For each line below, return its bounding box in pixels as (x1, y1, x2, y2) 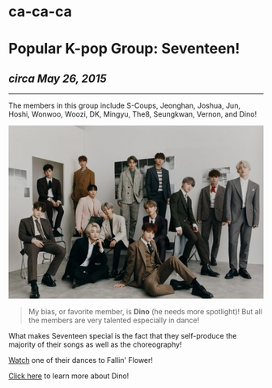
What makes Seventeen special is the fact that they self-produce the (8, 330, 237, 340)
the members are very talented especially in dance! (28, 315, 200, 325)
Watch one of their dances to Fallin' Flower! (8, 355, 154, 365)
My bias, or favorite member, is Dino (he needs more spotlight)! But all (28, 306, 263, 316)
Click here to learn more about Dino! (8, 371, 130, 381)
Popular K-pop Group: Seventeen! (8, 40, 240, 58)
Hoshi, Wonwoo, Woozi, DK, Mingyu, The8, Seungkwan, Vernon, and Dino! (8, 109, 257, 119)
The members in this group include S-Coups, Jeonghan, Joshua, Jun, (8, 100, 241, 111)
